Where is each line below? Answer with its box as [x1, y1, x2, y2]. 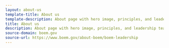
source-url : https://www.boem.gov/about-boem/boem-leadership [5, 35, 138, 40]
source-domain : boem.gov [5, 30, 57, 35]
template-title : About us [5, 12, 59, 17]
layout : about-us [5, 7, 42, 12]
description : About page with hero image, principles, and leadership [5, 26, 156, 31]
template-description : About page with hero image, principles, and [5, 16, 152, 21]
